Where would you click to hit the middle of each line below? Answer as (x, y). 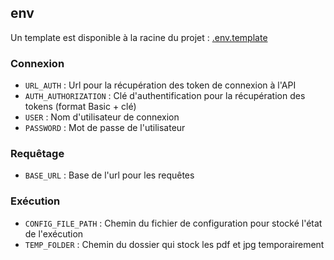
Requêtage (37, 154)
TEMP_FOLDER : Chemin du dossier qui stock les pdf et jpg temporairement (174, 244)
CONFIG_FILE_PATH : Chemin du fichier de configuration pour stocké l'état (173, 223)
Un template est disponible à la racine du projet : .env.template (139, 37)
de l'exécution (54, 233)
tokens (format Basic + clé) (80, 107)
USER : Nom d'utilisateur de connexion (102, 117)
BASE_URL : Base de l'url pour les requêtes (109, 175)
